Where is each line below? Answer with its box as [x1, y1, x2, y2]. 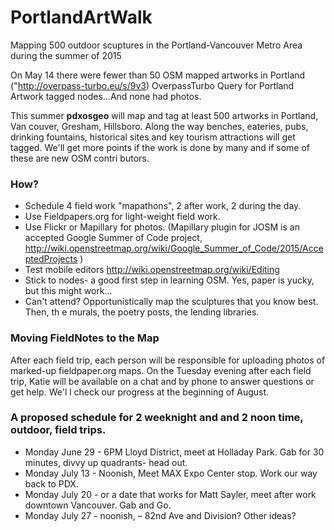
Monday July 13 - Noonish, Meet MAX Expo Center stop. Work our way [24, 467, 318, 479]
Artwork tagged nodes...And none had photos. [10, 90, 202, 102]
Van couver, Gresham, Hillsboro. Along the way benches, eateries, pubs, [10, 120, 309, 132]
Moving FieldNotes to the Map [10, 331, 160, 345]
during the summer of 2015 [10, 49, 122, 61]
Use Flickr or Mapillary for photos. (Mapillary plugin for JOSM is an [24, 221, 300, 233]
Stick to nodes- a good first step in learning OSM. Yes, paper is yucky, [24, 274, 315, 286]
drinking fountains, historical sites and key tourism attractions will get [10, 131, 296, 143]
